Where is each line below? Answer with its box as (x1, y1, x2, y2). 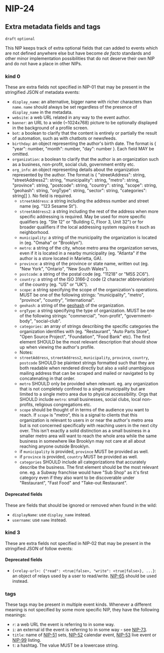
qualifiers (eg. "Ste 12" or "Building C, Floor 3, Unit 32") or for (19, 219, 143, 225)
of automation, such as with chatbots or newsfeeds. (12, 136, 117, 142)
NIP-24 (5, 3, 35, 14)
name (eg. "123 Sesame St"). (19, 203, 78, 209)
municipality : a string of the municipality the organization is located (19, 234, 157, 241)
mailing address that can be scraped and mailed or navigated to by (19, 370, 155, 376)
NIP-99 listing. (12, 637, 42, 643)
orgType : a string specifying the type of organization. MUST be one (19, 308, 155, 313)
